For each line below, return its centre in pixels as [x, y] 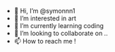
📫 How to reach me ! [45, 41]
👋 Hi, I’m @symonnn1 [44, 11]
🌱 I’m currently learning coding [59, 26]
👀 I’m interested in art [45, 18]
